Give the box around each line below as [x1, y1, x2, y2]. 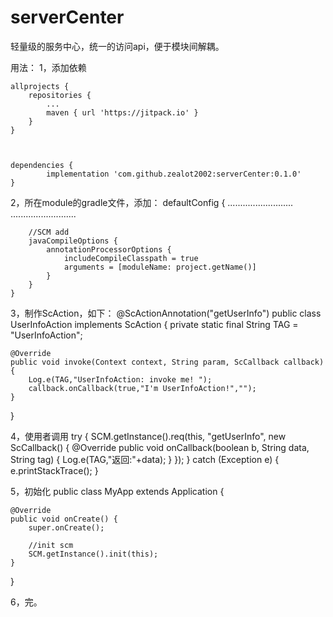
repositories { [28, 90, 92, 100]
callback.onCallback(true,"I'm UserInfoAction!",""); [28, 383, 257, 393]
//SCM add [28, 227, 70, 237]
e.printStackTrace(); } [10, 464, 99, 476]
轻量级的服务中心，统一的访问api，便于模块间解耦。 [10, 40, 225, 52]
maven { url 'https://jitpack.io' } [46, 107, 199, 118]
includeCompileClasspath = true [63, 253, 199, 263]
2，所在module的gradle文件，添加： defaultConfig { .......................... [10, 196, 294, 208]
